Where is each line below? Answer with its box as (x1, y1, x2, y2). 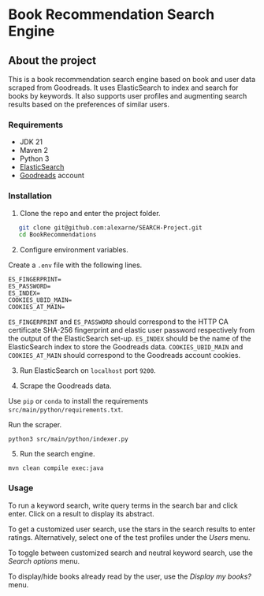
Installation (8, 191, 53, 202)
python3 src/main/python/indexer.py (8, 435, 128, 443)
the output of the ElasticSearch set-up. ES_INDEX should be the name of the (8, 333, 251, 344)
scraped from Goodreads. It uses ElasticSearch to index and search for (8, 83, 239, 92)
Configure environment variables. (19, 245, 128, 255)
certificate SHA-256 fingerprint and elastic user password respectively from (8, 326, 255, 335)
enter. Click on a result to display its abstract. (8, 508, 155, 518)
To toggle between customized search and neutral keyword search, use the (8, 548, 254, 557)
